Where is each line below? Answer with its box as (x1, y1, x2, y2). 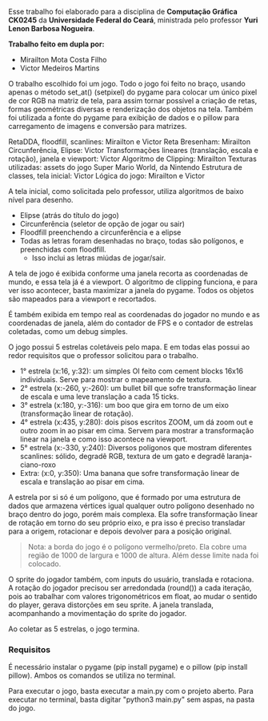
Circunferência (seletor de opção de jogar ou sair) (19, 220, 186, 228)
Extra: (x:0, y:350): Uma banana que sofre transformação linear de (19, 469, 240, 477)
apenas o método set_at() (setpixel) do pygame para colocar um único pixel (8, 87, 258, 97)
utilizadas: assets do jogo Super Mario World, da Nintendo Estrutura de (8, 163, 242, 171)
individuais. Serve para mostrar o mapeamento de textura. (19, 375, 212, 384)
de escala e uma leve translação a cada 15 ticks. (19, 392, 179, 401)
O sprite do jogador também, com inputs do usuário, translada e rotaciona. (8, 574, 254, 584)
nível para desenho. (8, 195, 74, 204)
